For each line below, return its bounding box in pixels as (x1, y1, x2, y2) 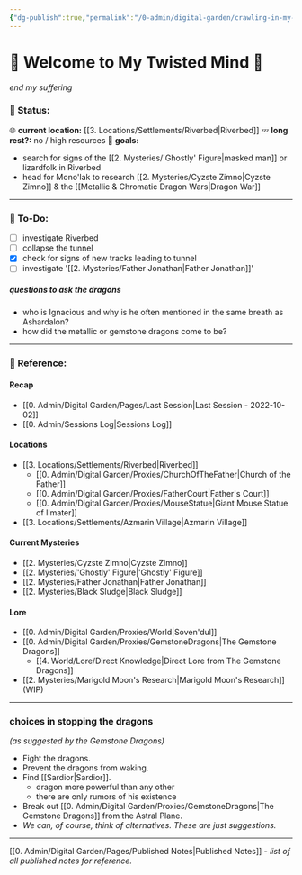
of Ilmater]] (35, 506, 78, 518)
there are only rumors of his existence (35, 791, 177, 802)
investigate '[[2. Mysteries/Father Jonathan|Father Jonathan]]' (22, 263, 254, 274)
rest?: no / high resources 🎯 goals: (9, 134, 139, 145)
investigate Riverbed (22, 232, 99, 243)
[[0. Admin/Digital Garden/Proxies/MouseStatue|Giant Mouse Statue (35, 497, 289, 508)
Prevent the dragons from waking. (22, 762, 149, 773)
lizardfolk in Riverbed (22, 161, 102, 172)
